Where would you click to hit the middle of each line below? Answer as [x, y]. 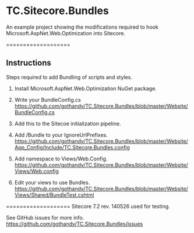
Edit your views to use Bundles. [52, 182]
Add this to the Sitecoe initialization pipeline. [68, 124]
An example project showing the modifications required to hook [82, 27]
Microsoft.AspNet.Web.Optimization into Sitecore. [66, 33]
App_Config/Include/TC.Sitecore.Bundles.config [72, 147]
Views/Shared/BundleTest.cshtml [54, 195]
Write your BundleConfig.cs [48, 100]
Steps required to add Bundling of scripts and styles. [69, 77]
